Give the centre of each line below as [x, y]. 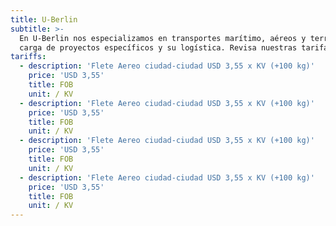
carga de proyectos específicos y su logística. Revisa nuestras [158, 47]
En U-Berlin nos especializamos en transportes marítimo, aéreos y [163, 38]
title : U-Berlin [44, 19]
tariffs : [28, 57]
